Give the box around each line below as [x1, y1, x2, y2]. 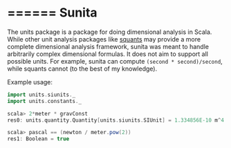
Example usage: [7, 77, 53, 86]
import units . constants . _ [7, 98, 82, 104]
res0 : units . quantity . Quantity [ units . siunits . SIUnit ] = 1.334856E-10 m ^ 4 [7, 116, 225, 124]
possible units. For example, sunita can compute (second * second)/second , [7, 57, 223, 65]
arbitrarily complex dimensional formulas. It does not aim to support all [7, 50, 209, 58]
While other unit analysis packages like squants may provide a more [7, 35, 201, 43]
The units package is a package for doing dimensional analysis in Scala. [7, 28, 212, 36]
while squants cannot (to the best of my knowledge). [7, 64, 158, 73]
